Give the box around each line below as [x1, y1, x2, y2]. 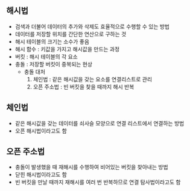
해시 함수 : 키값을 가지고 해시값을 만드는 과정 [14, 45, 120, 52]
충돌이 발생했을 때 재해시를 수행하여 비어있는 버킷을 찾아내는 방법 [14, 163, 168, 171]
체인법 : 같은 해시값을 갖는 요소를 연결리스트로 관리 [33, 75, 153, 83]
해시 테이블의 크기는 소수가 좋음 [14, 38, 89, 45]
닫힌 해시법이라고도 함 [14, 171, 68, 178]
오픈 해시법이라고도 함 [14, 127, 68, 134]
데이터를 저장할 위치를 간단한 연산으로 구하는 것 [14, 30, 127, 37]
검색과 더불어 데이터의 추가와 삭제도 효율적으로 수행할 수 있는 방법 [14, 23, 170, 30]
